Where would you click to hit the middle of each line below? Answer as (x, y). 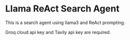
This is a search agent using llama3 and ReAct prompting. (65, 22)
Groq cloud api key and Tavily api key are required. (58, 32)
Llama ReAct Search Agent (62, 9)
